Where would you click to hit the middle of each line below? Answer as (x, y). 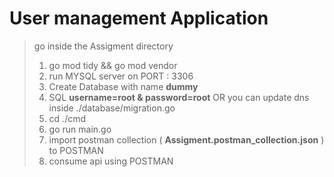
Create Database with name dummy (123, 86)
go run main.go (80, 129)
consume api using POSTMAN (111, 161)
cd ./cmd (67, 118)
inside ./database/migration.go (112, 108)
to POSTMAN (76, 150)
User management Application (139, 18)
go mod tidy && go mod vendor (113, 65)
